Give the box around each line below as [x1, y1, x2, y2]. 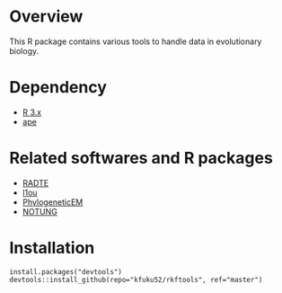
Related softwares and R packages [9, 148, 274, 168]
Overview [9, 6, 84, 27]
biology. [9, 45, 40, 56]
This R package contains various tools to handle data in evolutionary [9, 36, 262, 47]
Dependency [9, 77, 108, 98]
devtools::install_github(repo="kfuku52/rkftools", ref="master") [9, 275, 263, 284]
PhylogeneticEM [22, 196, 84, 208]
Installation [9, 238, 95, 258]
